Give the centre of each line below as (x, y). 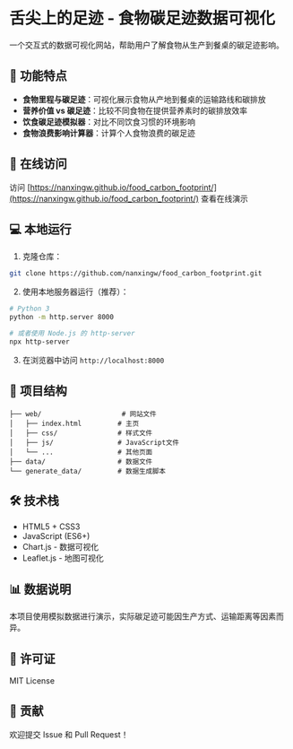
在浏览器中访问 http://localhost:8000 (93, 360)
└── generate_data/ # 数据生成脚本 (87, 471)
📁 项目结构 (38, 391)
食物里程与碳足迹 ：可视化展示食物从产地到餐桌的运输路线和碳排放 (144, 99)
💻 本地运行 (40, 229)
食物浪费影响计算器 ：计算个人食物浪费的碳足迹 (108, 133)
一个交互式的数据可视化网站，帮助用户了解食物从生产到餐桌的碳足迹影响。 (146, 45)
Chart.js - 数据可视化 (60, 547)
